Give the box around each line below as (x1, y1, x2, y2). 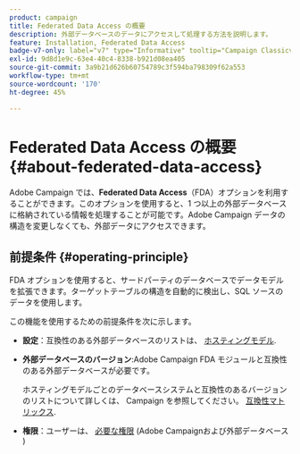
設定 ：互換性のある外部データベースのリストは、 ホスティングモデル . (21, 335, 277, 346)
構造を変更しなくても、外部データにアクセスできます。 (9, 221, 212, 231)
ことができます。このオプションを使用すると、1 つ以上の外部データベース (16, 198, 287, 209)
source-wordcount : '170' (9, 80, 102, 88)
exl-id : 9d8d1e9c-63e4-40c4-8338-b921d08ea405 (9, 55, 186, 63)
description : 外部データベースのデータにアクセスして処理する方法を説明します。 (9, 29, 272, 38)
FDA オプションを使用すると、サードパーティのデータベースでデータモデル (9, 274, 284, 286)
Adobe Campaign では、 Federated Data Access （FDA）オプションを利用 (9, 187, 281, 198)
